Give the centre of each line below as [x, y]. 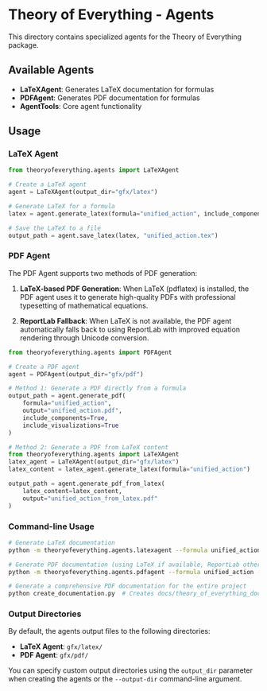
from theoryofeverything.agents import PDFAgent [90, 352]
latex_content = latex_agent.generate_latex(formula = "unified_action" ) [129, 470]
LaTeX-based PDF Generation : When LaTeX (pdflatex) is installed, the [134, 289]
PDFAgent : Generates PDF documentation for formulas [110, 98]
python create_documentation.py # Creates [81, 594]
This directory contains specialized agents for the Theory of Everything [125, 37]
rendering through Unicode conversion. [84, 338]
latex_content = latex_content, [73, 491]
